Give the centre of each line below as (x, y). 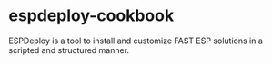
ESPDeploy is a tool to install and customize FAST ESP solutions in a (136, 41)
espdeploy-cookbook (91, 16)
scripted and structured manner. (69, 50)
